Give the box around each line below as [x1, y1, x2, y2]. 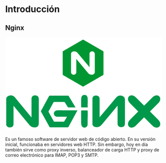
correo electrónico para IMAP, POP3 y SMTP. [5, 152, 99, 158]
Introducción [5, 4, 60, 15]
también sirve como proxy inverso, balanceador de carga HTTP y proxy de [5, 147, 159, 152]
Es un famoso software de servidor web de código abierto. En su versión [5, 136, 156, 142]
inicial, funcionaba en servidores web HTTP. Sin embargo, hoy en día [5, 141, 148, 147]
